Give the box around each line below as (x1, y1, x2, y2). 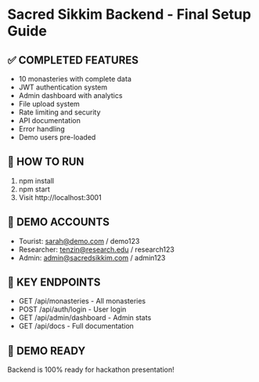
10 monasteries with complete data (18, 75, 132, 83)
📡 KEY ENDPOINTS (7, 276, 101, 289)
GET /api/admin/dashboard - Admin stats (18, 313, 152, 322)
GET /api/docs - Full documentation (18, 322, 135, 331)
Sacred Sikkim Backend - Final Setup (7, 5, 252, 24)
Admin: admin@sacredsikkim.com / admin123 (18, 253, 166, 262)
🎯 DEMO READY (7, 344, 86, 358)
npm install (18, 176, 55, 185)
